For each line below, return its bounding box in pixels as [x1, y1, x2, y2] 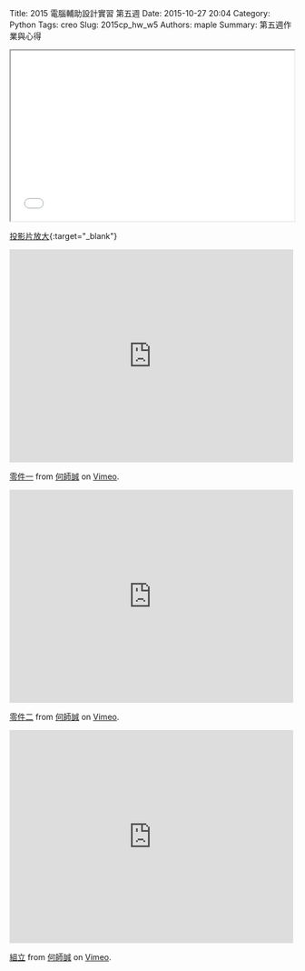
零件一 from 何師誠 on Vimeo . [9, 471, 120, 482]
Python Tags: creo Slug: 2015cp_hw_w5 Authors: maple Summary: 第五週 [9, 19, 284, 30]
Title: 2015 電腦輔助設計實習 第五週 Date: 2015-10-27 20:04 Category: [9, 8, 271, 18]
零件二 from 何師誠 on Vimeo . [9, 712, 120, 722]
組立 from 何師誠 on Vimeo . [9, 952, 112, 962]
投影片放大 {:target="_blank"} [9, 231, 118, 241]
